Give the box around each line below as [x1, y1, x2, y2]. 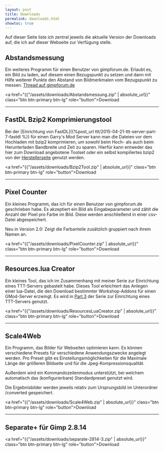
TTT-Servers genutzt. [5, 298, 49, 304]
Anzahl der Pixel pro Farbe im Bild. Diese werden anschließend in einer [5, 211, 147, 217]
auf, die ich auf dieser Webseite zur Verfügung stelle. [5, 40, 112, 45]
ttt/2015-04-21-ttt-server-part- [95, 128, 157, 135]
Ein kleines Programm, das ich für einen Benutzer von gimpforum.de [5, 201, 143, 207]
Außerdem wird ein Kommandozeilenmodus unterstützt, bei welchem [5, 370, 144, 376]
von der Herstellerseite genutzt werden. [5, 155, 85, 160]
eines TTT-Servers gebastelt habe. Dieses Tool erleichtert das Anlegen [5, 283, 148, 289]
